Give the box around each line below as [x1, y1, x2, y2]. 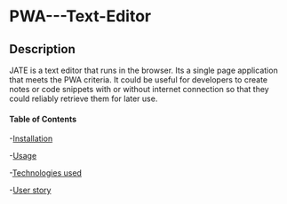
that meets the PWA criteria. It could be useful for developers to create [9, 75, 268, 85]
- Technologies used [9, 168, 83, 178]
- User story [9, 184, 52, 196]
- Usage [9, 151, 37, 161]
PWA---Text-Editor [9, 6, 152, 27]
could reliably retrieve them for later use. [9, 93, 158, 104]
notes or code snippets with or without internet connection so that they [9, 84, 269, 94]
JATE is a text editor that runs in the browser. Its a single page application [9, 65, 278, 75]
